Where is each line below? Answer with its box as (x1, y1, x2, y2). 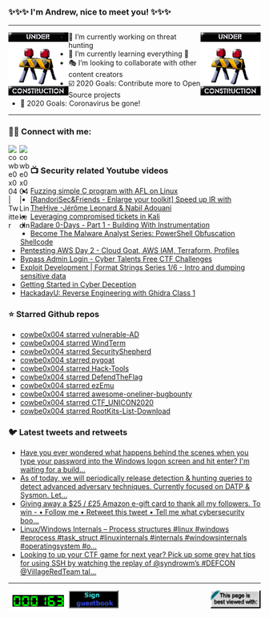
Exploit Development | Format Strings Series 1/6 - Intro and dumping (19, 263, 246, 272)
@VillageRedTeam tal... (19, 567, 97, 576)
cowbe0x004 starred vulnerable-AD (19, 330, 140, 339)
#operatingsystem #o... (19, 541, 98, 551)
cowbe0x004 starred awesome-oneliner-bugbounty (19, 389, 193, 399)
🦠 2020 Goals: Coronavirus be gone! (19, 98, 141, 108)
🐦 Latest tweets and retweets (8, 427, 128, 438)
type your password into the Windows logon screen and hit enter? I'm (19, 456, 250, 466)
